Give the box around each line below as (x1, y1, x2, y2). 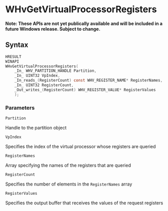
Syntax (5, 41, 29, 49)
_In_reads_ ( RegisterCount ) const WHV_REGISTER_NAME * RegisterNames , (14, 78, 163, 83)
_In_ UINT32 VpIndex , (14, 73, 60, 78)
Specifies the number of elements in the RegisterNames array (5, 181, 132, 187)
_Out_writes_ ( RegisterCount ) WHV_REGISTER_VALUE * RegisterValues (14, 87, 156, 92)
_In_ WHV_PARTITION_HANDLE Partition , (14, 68, 97, 73)
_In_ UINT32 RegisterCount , (14, 83, 74, 88)
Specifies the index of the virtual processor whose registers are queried (5, 143, 156, 149)
